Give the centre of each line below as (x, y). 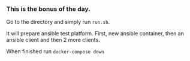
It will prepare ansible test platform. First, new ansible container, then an (95, 33)
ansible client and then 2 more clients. (53, 40)
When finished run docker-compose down (55, 51)
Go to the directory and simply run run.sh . (58, 22)
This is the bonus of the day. (49, 9)
